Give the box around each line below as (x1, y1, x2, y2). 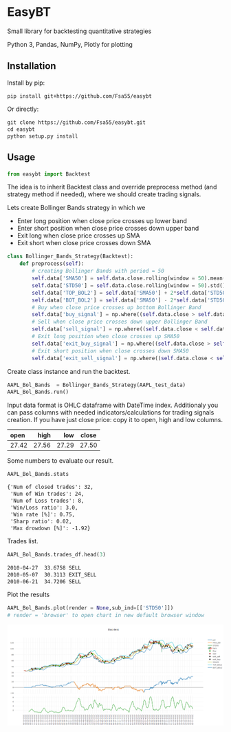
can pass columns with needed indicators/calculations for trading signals (7, 408, 214, 417)
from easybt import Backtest (7, 170, 91, 178)
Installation (7, 60, 56, 72)
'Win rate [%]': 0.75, (10, 511, 76, 519)
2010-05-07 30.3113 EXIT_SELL (7, 572, 97, 578)
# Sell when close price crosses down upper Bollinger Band (32, 318, 208, 326)
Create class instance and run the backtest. (7, 367, 131, 375)
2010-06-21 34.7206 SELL (7, 578, 81, 585)
